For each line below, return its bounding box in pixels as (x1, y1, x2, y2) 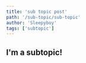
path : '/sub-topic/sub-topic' (6, 14, 81, 20)
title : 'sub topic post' (6, 8, 68, 15)
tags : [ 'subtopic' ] (6, 25, 55, 31)
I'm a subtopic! (6, 47, 63, 57)
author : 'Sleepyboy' (6, 20, 58, 26)
